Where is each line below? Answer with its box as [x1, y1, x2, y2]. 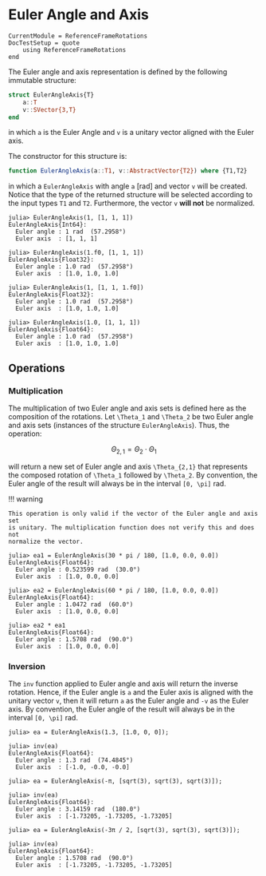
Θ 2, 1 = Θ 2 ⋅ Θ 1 [111, 445, 157, 456]
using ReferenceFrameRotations [22, 46, 127, 54]
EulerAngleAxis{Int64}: [8, 221, 88, 229]
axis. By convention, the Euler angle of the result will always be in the [8, 704, 235, 714]
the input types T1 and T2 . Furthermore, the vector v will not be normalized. [8, 198, 255, 208]
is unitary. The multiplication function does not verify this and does [8, 523, 255, 532]
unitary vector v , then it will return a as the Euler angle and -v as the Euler [8, 696, 249, 706]
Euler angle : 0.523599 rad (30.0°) [15, 565, 141, 573]
